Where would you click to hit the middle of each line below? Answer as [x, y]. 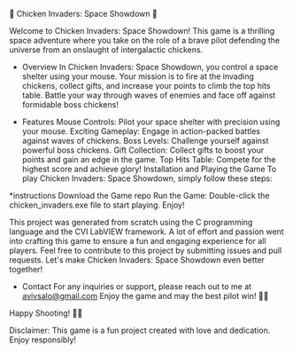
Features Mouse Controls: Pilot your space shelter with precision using [151, 122]
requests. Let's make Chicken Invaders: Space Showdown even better [137, 260]
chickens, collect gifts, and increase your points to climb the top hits [146, 86]
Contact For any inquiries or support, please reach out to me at [137, 287]
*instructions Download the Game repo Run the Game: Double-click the [139, 196]
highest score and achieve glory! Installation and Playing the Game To [149, 169]
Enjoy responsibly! [43, 340]
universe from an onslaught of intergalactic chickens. [106, 50]
